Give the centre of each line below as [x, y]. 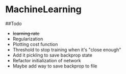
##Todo [14, 23]
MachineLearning [43, 9]
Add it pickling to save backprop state [53, 55]
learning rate [26, 33]
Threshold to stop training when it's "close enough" [67, 50]
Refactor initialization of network [47, 60]
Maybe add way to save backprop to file [55, 66]
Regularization [28, 39]
